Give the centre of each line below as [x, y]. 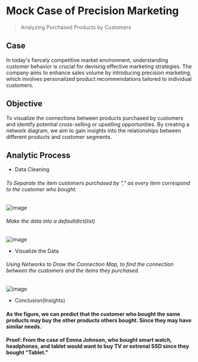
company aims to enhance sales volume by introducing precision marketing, [99, 73]
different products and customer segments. [59, 136]
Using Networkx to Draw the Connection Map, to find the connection [90, 265]
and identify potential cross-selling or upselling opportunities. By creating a [98, 124]
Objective [25, 104]
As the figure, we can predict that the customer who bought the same [93, 314]
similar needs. [24, 327]
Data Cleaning [32, 169]
